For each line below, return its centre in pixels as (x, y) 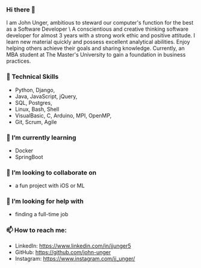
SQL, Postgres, (33, 102)
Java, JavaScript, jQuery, (46, 96)
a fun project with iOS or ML (50, 185)
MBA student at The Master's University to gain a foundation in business (96, 55)
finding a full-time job (42, 214)
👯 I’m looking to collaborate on (51, 172)
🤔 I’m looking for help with (45, 201)
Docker (24, 151)
